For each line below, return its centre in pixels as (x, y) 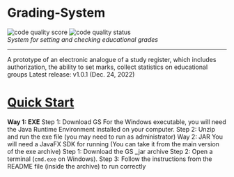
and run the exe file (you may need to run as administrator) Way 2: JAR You (115, 137)
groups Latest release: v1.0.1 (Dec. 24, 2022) (71, 74)
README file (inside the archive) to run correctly (77, 166)
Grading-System (56, 13)
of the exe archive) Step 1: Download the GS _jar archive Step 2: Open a (110, 151)
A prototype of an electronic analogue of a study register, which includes (112, 59)
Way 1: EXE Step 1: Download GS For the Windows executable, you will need (117, 122)
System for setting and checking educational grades (83, 39)
